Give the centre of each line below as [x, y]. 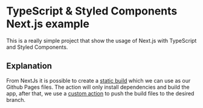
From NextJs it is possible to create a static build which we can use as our [98, 80]
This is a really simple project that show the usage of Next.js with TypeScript [101, 40]
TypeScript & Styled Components [92, 11]
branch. [16, 100]
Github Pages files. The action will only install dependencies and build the [98, 87]
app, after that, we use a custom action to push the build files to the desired [100, 93]
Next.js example [48, 24]
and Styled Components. [37, 47]
